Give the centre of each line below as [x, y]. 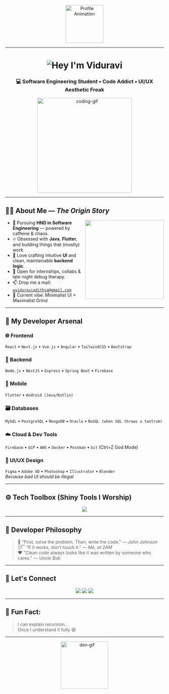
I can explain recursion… [43, 624]
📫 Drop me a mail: [32, 282]
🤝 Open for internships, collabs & [47, 271]
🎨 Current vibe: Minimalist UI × [44, 295]
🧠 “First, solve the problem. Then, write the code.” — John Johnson [88, 542]
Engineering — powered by [41, 228]
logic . [19, 266]
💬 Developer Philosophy [44, 530]
